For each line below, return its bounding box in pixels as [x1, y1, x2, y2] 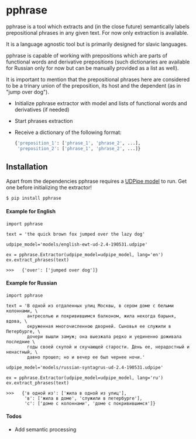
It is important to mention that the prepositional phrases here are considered [6, 76, 190, 83]
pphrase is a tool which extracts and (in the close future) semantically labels [6, 23, 190, 30]
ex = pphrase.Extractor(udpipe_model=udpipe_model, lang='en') [6, 252, 164, 257]
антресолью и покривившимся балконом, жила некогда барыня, [27, 313, 177, 319]
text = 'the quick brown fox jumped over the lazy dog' [6, 231, 145, 237]
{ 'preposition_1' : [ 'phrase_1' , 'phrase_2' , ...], [14, 140, 141, 146]
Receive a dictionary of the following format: [14, 129, 122, 136]
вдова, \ [6, 318, 27, 324]
